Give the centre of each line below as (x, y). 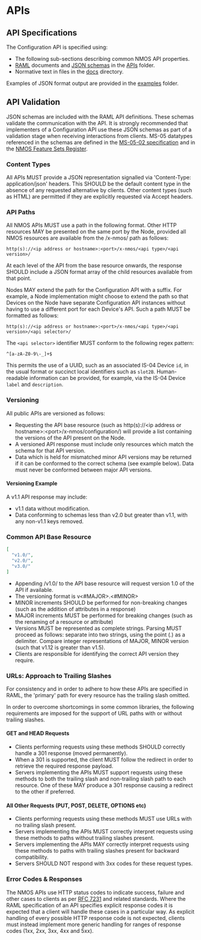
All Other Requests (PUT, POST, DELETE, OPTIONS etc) (76, 805)
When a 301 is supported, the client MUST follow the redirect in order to (104, 760)
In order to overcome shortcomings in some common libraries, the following (100, 707)
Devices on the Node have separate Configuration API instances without (96, 303)
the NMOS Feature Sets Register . (47, 149)
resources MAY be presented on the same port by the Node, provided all (96, 232)
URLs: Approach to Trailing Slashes (59, 676)
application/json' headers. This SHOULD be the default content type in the (98, 184)
